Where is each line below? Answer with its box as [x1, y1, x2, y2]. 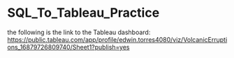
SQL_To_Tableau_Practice [7, 5, 160, 21]
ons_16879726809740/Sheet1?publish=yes [7, 43, 130, 51]
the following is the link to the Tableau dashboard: [7, 28, 151, 36]
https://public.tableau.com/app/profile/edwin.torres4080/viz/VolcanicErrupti [7, 35, 228, 43]
